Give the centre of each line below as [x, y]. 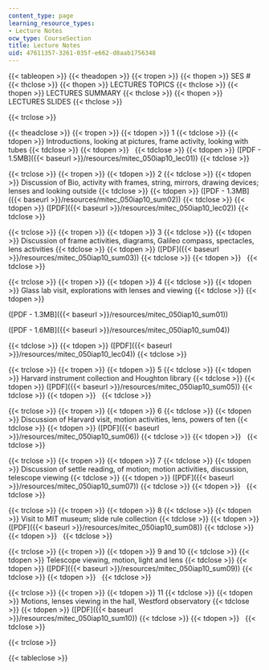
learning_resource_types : [51, 23]
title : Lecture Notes [45, 46]
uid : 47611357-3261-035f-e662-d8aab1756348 [82, 53]
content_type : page [41, 16]
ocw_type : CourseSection [50, 38]
